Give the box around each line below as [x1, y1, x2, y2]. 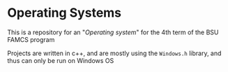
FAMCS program [7, 35, 55, 43]
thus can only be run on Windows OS [7, 56, 114, 64]
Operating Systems [7, 5, 122, 21]
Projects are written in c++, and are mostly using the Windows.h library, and [7, 49, 222, 57]
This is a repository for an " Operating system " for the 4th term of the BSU [7, 28, 219, 36]
